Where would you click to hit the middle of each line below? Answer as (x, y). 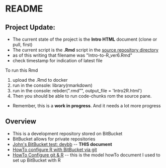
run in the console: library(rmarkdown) (53, 85)
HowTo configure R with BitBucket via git (55, 149)
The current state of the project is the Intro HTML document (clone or (85, 39)
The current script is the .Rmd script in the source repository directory (85, 50)
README (24, 9)
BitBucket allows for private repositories (54, 139)
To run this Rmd (22, 70)
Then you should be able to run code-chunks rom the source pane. (82, 96)
